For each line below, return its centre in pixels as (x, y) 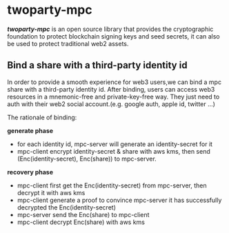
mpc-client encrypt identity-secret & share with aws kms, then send (113, 151)
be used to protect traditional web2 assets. (68, 43)
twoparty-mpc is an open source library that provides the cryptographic (110, 29)
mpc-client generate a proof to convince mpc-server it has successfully (119, 200)
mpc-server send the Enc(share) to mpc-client (83, 214)
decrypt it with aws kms (51, 192)
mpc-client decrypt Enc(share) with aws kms (81, 222)
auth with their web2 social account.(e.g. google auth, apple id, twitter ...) (111, 104)
